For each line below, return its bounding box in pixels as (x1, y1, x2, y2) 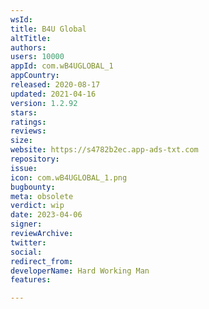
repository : (10, 154, 60, 164)
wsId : (10, 14, 33, 25)
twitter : (10, 237, 47, 248)
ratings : (10, 117, 47, 127)
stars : (10, 107, 38, 118)
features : (10, 275, 52, 285)
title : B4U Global (10, 24, 87, 34)
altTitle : (10, 33, 52, 43)
